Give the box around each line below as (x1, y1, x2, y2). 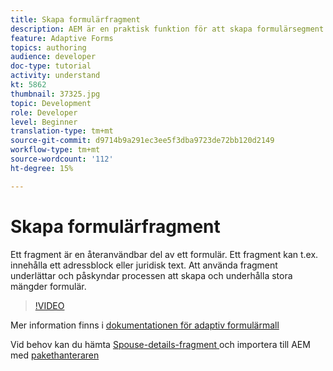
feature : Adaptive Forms (10, 33, 114, 43)
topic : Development (10, 98, 92, 108)
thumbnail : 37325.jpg (10, 89, 101, 99)
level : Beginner (10, 117, 78, 127)
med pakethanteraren (10, 349, 100, 361)
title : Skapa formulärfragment (10, 14, 141, 25)
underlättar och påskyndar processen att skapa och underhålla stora (10, 269, 293, 281)
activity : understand (10, 71, 101, 81)
